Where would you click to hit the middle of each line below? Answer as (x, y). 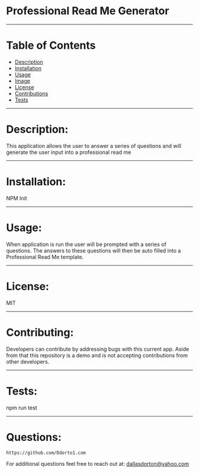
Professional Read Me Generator (88, 11)
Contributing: (40, 332)
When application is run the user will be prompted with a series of (86, 244)
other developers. (28, 361)
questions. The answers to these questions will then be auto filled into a (94, 250)
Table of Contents (51, 45)
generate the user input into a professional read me (69, 152)
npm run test (22, 408)
